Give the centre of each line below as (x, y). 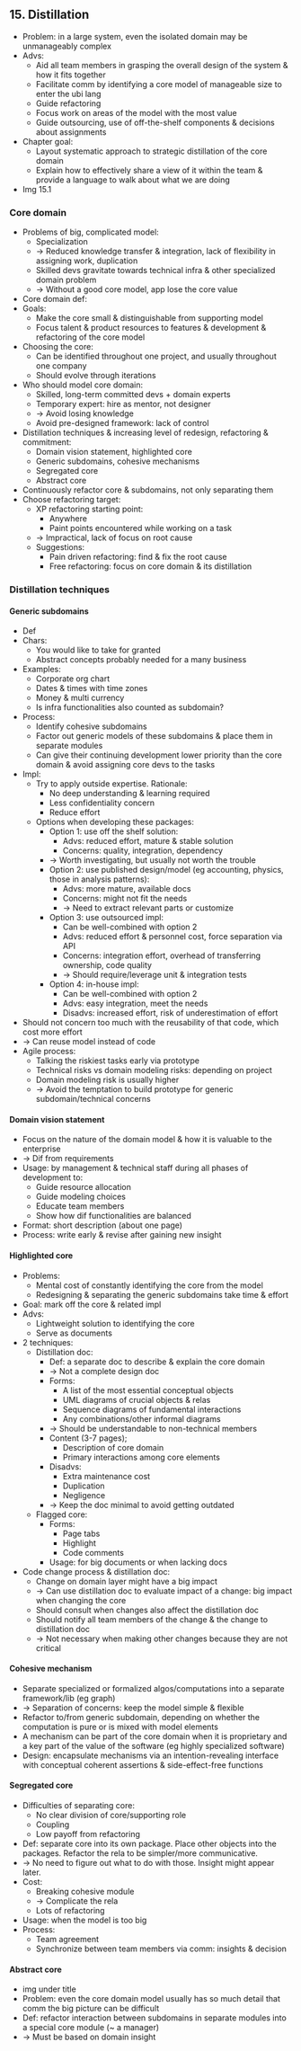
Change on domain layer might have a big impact (126, 1581)
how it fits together (71, 75)
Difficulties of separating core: (78, 1806)
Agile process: (49, 1052)
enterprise (41, 1149)
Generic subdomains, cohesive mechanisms (118, 461)
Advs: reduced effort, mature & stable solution (148, 841)
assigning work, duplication (87, 261)
